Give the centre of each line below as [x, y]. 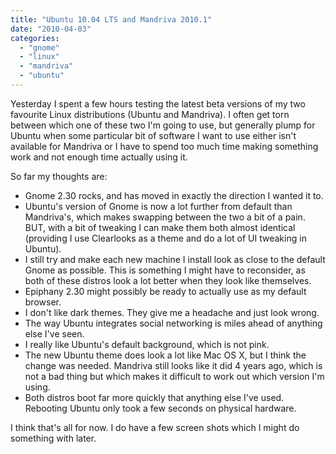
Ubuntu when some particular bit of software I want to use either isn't [153, 135]
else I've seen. [54, 333]
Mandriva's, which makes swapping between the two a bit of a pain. [165, 217]
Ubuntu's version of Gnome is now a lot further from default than [158, 206]
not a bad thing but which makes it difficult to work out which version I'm [174, 376]
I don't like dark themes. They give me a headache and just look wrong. [172, 312]
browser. [43, 302]
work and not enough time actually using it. [99, 157]
